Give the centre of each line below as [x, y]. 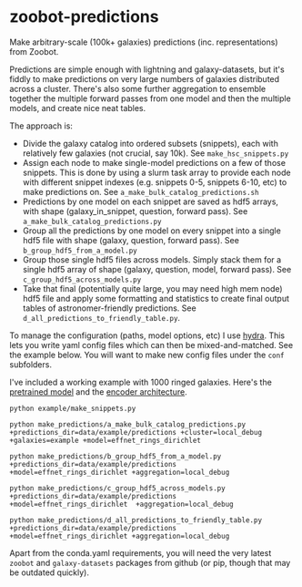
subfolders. [31, 364]
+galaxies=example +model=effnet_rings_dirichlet [106, 440]
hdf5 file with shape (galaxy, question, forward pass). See [131, 240]
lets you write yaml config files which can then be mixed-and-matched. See [151, 345]
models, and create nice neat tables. [78, 108]
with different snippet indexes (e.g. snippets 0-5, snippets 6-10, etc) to [155, 182]
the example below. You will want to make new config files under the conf [147, 355]
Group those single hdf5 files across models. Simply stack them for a [152, 259]
